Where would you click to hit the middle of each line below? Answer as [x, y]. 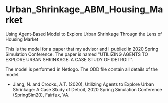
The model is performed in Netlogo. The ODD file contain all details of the [81, 69]
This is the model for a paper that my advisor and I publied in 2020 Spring [82, 49]
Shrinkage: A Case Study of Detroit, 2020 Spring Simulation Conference [87, 89]
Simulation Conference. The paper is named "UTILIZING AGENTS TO [77, 54]
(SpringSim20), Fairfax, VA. [41, 95]
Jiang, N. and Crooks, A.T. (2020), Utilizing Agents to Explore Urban [83, 84]
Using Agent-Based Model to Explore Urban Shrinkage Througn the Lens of [84, 34]
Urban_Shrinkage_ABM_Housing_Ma [84, 9]
